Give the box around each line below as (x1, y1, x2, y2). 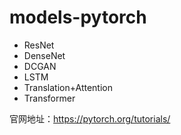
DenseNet (23, 49, 66, 61)
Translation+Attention (23, 81, 113, 93)
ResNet (23, 39, 55, 51)
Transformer (23, 92, 76, 104)
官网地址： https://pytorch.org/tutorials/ (9, 112, 171, 125)
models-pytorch (9, 6, 147, 29)
